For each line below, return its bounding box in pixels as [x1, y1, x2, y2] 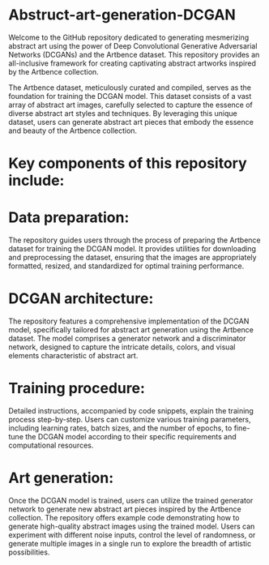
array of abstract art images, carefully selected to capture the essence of [8, 100, 254, 109]
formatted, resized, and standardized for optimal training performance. [8, 261, 245, 271]
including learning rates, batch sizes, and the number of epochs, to [8, 423, 233, 433]
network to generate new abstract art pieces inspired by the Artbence [8, 504, 241, 514]
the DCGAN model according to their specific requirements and [25, 431, 237, 441]
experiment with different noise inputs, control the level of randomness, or [8, 529, 256, 540]
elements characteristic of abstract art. [8, 351, 139, 360]
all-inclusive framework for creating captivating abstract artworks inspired [8, 58, 257, 68]
